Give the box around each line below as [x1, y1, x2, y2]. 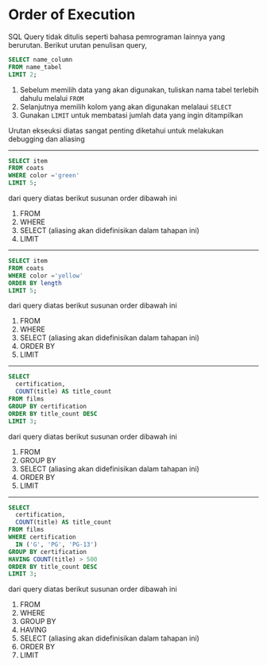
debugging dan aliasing [8, 134, 85, 144]
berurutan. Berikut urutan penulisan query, [8, 40, 148, 49]
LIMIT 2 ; [8, 70, 37, 79]
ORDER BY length [8, 279, 62, 287]
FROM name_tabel [8, 63, 62, 71]
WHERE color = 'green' [8, 172, 80, 180]
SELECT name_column [8, 56, 73, 64]
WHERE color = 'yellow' [8, 272, 83, 280]
